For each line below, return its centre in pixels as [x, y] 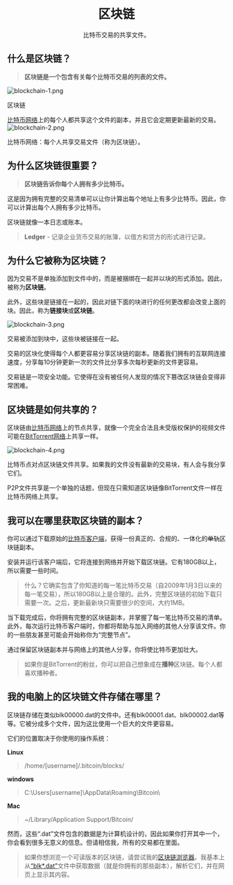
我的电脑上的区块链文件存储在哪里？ [85, 697]
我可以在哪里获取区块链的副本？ [76, 521]
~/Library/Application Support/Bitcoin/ [79, 819]
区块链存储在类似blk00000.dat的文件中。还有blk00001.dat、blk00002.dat [113, 714]
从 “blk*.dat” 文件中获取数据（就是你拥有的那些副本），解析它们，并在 [121, 866]
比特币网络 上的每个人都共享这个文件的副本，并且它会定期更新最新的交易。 [113, 119]
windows [21, 779]
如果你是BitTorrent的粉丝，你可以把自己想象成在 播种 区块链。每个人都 [123, 664]
